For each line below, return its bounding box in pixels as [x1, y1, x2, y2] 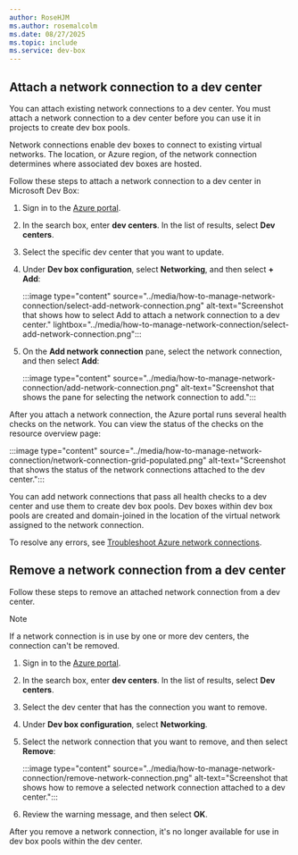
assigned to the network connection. [9, 519, 145, 530]
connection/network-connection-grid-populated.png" [9, 455, 207, 465]
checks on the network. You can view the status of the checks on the [9, 418, 264, 429]
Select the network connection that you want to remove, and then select [21, 736, 288, 747]
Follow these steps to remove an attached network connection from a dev [9, 586, 281, 597]
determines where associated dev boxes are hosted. [9, 158, 203, 169]
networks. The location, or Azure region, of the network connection [9, 148, 257, 159]
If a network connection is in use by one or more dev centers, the [9, 631, 250, 641]
